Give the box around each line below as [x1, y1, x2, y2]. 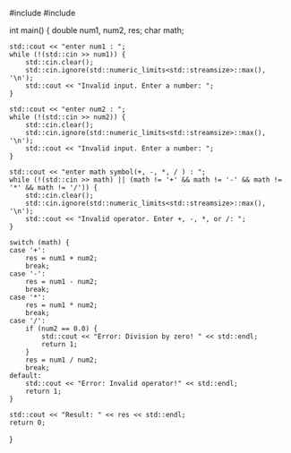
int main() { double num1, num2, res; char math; [9, 25, 184, 35]
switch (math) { [9, 238, 70, 247]
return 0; [9, 418, 47, 427]
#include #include [9, 8, 76, 18]
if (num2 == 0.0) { [25, 324, 98, 333]
